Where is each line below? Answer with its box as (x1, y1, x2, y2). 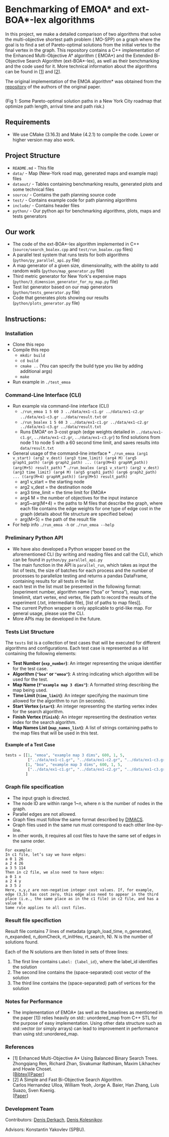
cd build (20, 359, 39, 364)
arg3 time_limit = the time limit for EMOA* (20, 489, 107, 496)
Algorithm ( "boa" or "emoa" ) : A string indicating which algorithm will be (12, 671, 159, 677)
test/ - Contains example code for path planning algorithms (12, 197, 137, 203)
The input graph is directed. (12, 795, 70, 801)
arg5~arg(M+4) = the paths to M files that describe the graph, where (20, 500, 163, 506)
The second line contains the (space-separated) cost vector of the (12, 969, 151, 975)
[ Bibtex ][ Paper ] (12, 1071, 45, 1077)
